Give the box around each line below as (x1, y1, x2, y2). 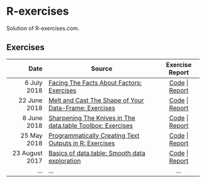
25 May (20, 131, 43, 140)
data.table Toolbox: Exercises (48, 121, 133, 130)
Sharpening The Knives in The (48, 113, 135, 122)
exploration (48, 156, 82, 165)
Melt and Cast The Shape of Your (48, 96, 144, 105)
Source (91, 64, 113, 73)
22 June (18, 96, 43, 105)
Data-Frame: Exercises (48, 103, 115, 112)
